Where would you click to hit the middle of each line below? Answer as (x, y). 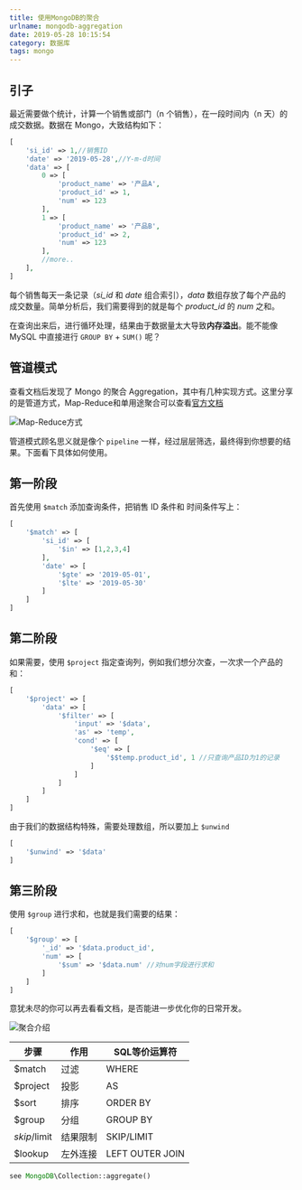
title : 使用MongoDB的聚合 (55, 18)
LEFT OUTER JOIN (145, 1154)
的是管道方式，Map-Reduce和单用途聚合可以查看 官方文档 (116, 402)
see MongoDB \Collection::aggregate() (80, 1176)
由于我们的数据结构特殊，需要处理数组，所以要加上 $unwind (119, 826)
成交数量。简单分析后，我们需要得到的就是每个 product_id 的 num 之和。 (144, 306)
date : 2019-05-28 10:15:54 (60, 34)
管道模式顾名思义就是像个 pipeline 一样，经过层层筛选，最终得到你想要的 (146, 441)
